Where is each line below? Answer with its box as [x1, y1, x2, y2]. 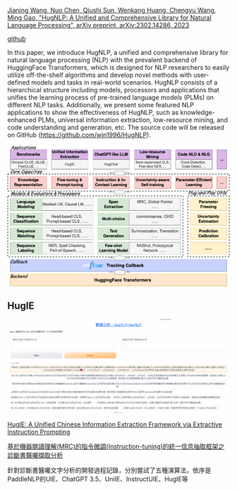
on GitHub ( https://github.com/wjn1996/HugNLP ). [7, 130, 152, 139]
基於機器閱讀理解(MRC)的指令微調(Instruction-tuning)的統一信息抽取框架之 [7, 442, 225, 451]
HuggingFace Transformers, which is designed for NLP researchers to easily [7, 63, 230, 71]
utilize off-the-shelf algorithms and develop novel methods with [7, 71, 193, 79]
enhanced [7, 116, 37, 124]
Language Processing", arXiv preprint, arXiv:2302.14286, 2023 [7, 21, 190, 29]
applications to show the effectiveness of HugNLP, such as [7, 109, 179, 116]
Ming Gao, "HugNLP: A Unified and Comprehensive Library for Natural [7, 13, 212, 22]
